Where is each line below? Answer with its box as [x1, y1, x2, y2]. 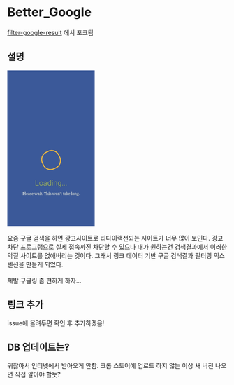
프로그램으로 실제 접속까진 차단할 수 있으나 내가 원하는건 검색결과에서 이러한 [20, 243, 228, 251]
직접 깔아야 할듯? [14, 370, 61, 379]
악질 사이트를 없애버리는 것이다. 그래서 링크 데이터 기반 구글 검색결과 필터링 [7, 251, 212, 259]
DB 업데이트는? [7, 342, 70, 353]
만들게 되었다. [25, 260, 64, 269]
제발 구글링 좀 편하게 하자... [7, 276, 82, 285]
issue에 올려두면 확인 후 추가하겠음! [7, 318, 105, 327]
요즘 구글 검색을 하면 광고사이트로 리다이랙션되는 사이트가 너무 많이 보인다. [7, 234, 211, 242]
